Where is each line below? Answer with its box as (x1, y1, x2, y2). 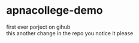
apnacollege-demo (6, 4, 103, 17)
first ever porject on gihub (6, 23, 71, 30)
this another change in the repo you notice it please (6, 29, 134, 36)
